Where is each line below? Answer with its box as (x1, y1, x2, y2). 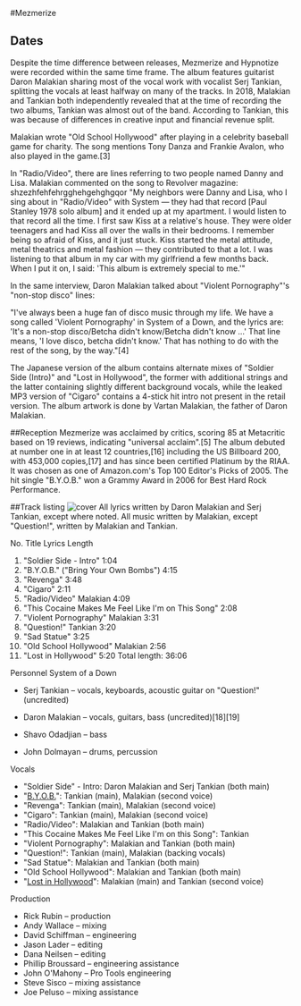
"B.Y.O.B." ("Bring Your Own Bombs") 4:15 (22, 564, 178, 575)
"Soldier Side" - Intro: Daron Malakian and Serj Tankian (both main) (22, 781, 271, 791)
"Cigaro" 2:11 (22, 583, 71, 594)
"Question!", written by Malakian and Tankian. (10, 520, 178, 531)
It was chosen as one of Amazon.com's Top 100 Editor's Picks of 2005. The (10, 465, 288, 476)
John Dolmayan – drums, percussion (22, 746, 158, 757)
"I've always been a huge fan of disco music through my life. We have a (10, 307, 273, 317)
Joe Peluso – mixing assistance (22, 986, 139, 997)
